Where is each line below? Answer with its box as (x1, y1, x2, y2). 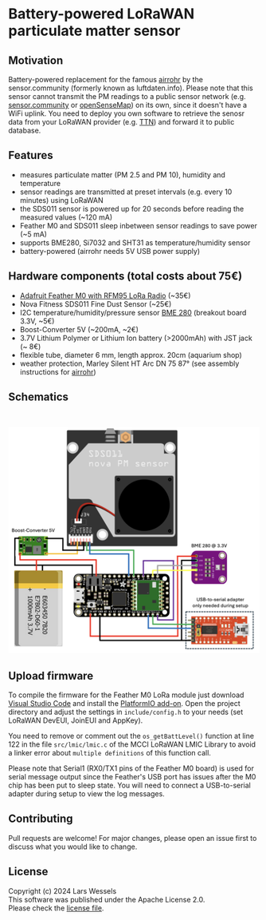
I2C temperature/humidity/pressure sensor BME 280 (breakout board (19, 307, 247, 317)
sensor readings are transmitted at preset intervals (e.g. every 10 (19, 187, 233, 196)
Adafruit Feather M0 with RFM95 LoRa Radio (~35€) (19, 291, 191, 300)
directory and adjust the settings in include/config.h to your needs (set (8, 708, 244, 717)
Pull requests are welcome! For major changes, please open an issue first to (8, 833, 257, 843)
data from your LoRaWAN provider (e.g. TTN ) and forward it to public (8, 117, 235, 126)
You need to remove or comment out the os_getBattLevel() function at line (8, 732, 255, 741)
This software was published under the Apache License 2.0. (8, 894, 205, 904)
